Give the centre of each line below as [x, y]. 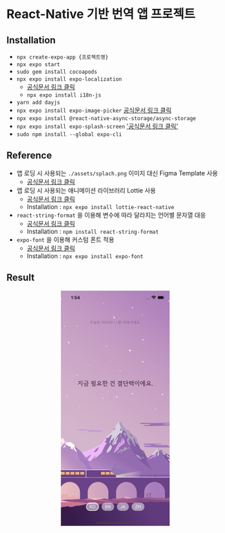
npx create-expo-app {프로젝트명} [62, 57]
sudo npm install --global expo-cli [69, 135]
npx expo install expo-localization [69, 79]
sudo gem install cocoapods [57, 72]
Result [21, 278]
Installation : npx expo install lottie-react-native [100, 206]
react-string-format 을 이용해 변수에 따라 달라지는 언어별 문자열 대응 [111, 215]
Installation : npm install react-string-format [93, 231]
